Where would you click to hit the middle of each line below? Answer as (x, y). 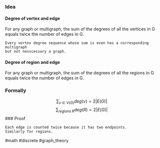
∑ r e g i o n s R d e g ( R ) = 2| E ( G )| (82, 111)
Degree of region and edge (33, 62)
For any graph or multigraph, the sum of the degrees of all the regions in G (80, 73)
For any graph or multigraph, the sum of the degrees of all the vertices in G (80, 29)
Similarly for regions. (29, 132)
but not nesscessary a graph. (36, 52)
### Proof (15, 118)
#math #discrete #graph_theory (37, 141)
